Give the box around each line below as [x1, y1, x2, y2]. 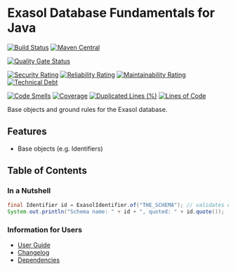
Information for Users [7, 225, 83, 235]
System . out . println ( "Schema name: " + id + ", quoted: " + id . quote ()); [7, 208, 225, 215]
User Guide [17, 241, 51, 249]
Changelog [17, 248, 50, 257]
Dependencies [17, 256, 60, 265]
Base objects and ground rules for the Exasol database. [7, 105, 168, 113]
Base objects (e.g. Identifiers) [17, 144, 103, 153]
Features [7, 125, 47, 138]
